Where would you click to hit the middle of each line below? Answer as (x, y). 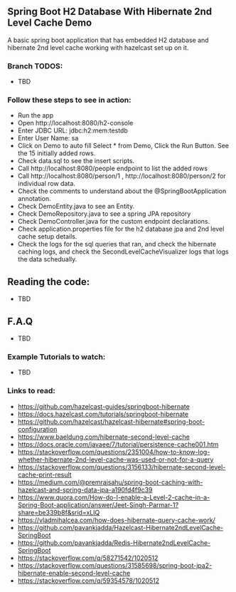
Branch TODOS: (35, 66)
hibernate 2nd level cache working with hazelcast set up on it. (98, 47)
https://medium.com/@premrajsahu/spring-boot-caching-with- (110, 482)
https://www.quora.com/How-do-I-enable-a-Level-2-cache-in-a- (114, 497)
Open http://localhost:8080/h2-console (75, 123)
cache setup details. (47, 237)
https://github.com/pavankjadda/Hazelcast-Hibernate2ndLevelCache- (120, 527)
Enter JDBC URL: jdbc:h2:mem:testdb (73, 130)
